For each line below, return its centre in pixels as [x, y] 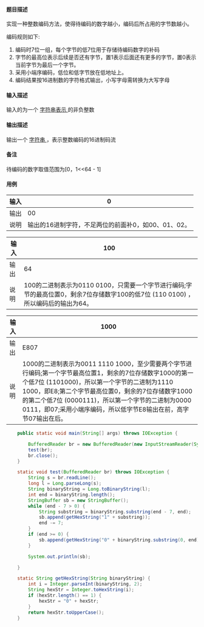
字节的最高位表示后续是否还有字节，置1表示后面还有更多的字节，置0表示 [106, 57]
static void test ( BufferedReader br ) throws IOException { [93, 472]
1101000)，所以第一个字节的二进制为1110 [111, 382]
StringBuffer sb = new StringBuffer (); [79, 500]
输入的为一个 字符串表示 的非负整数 [50, 110]
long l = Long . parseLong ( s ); [65, 484]
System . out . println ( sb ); [59, 557]
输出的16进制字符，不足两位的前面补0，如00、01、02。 [109, 225]
